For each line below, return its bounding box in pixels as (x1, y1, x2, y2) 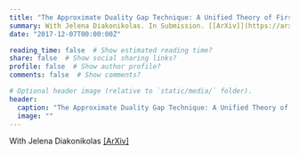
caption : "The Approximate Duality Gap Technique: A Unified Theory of (17, 103, 289, 112)
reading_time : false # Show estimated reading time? (9, 45, 214, 54)
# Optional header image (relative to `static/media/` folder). (9, 86, 253, 95)
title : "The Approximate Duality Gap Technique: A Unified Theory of (9, 12, 273, 22)
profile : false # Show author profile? (9, 62, 162, 71)
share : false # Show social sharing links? (9, 54, 177, 63)
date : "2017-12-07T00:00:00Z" (9, 29, 122, 38)
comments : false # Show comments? (9, 70, 141, 80)
